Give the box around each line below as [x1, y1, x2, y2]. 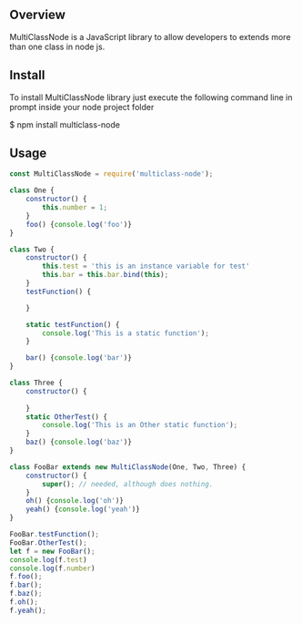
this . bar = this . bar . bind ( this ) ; [42, 271, 169, 280]
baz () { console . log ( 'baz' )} [25, 437, 132, 447]
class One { [9, 186, 55, 195]
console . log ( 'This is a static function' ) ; [42, 328, 209, 338]
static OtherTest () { [25, 412, 107, 422]
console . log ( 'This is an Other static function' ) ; [42, 421, 238, 430]
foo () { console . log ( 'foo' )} [25, 220, 132, 229]
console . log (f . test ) [9, 555, 88, 564]
